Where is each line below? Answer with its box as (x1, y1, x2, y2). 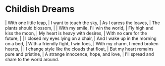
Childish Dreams (5, 3, 75, 15)
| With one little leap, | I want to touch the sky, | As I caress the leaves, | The (5, 20, 160, 26)
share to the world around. (5, 56, 59, 62)
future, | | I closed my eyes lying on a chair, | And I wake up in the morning (5, 35, 157, 41)
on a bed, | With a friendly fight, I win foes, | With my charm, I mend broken (5, 40, 159, 46)
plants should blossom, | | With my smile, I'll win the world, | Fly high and (5, 25, 154, 31)
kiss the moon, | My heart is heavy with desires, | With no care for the (5, 30, 147, 36)
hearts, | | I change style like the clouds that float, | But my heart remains (5, 46, 154, 52)
